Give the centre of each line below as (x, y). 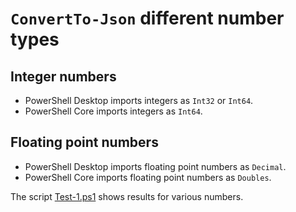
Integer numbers (63, 76)
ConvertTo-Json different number (147, 18)
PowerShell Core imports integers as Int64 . (113, 111)
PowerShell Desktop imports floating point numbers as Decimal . (155, 166)
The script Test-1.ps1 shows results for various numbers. (127, 196)
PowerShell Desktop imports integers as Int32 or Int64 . (139, 100)
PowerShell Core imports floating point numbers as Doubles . (148, 177)
